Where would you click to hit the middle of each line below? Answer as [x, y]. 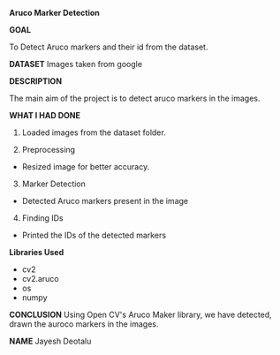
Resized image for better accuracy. [86, 166]
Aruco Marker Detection [54, 13]
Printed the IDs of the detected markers [94, 235]
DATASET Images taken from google [76, 64]
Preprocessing [49, 150]
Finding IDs [42, 218]
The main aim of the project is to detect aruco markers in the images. [135, 98]
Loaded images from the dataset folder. [94, 132]
